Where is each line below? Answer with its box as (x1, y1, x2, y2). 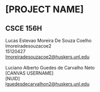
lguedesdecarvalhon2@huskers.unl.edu (5, 81, 90, 87)
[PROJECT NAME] (5, 4, 84, 15)
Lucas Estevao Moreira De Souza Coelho (5, 37, 92, 43)
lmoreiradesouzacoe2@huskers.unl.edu (5, 54, 90, 60)
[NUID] (5, 76, 21, 81)
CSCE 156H (5, 24, 42, 33)
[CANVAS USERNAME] (5, 70, 54, 76)
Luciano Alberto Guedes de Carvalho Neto (5, 65, 95, 71)
